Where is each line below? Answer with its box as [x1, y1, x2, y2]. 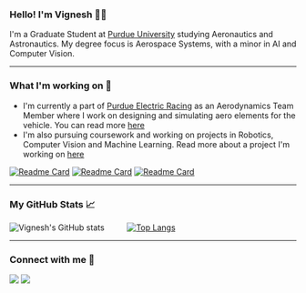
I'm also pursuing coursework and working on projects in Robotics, [22, 129, 274, 140]
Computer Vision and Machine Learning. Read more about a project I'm [22, 138, 291, 149]
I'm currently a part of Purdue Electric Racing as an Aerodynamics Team [22, 100, 294, 111]
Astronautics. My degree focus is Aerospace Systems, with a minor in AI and [9, 38, 297, 49]
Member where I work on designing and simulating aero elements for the [22, 109, 296, 121]
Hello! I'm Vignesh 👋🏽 [9, 8, 107, 21]
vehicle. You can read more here [22, 119, 146, 130]
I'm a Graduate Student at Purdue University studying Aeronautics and [9, 29, 273, 40]
